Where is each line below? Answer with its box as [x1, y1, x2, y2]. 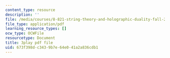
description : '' [5, 12, 39, 17]
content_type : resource [5, 7, 56, 13]
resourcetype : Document [5, 36, 56, 41]
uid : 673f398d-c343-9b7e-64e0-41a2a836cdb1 [5, 45, 99, 50]
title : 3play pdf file [5, 40, 53, 45]
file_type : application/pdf [5, 21, 65, 27]
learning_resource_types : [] [5, 26, 67, 31]
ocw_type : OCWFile [5, 31, 44, 36]
